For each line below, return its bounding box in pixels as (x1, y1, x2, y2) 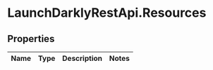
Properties (7, 33, 55, 45)
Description (62, 54, 102, 63)
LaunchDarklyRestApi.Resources (7, 5, 207, 21)
